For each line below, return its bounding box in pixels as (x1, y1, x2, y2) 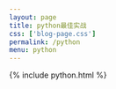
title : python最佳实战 (9, 21, 87, 30)
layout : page (9, 12, 57, 22)
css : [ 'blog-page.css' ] (9, 29, 97, 38)
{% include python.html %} (9, 70, 107, 80)
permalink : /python (9, 37, 81, 47)
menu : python (9, 46, 57, 55)
